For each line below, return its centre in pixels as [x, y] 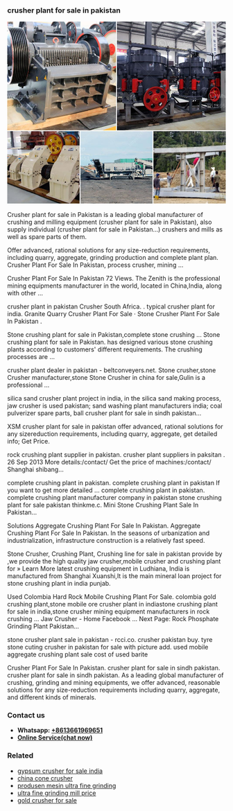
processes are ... [31, 356]
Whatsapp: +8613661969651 [60, 731]
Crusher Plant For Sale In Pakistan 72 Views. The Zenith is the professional [114, 278]
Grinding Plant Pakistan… [43, 626]
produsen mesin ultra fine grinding [67, 785]
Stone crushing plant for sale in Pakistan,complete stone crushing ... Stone [114, 334]
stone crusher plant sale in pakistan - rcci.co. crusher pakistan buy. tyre [110, 639]
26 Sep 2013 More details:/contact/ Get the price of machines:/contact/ [109, 462]
